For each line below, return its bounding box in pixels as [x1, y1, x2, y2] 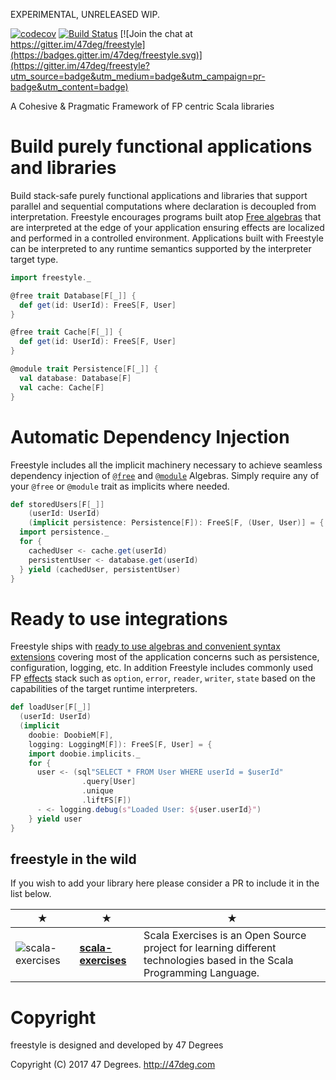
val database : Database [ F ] [19, 373, 132, 383]
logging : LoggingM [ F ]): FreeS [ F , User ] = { [28, 739, 213, 749]
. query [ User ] [81, 777, 137, 787]
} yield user [28, 814, 83, 824]
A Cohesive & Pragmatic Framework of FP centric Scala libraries [10, 100, 275, 112]
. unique [81, 786, 114, 796]
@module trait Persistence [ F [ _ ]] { [10, 364, 159, 374]
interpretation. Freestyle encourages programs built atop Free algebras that [10, 210, 322, 223]
